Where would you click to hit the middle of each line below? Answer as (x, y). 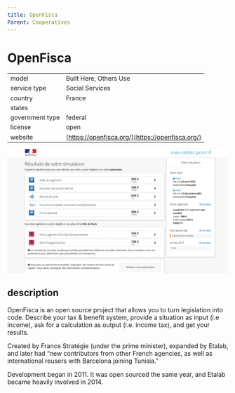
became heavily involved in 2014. (55, 382)
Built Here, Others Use (98, 79)
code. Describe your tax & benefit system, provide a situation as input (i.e (113, 317)
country (21, 98)
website (22, 137)
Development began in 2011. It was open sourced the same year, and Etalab (116, 374)
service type (28, 88)
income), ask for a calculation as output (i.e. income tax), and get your (109, 325)
